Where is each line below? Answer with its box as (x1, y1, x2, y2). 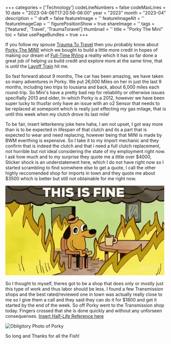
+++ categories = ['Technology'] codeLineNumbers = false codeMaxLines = (5, 5, 166, 10)
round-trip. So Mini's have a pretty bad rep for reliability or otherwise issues (5, 90, 165, 95)
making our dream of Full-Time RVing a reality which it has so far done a (5, 52, 157, 58)
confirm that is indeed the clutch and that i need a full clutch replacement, (5, 143, 161, 149)
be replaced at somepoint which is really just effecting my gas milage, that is (5, 106, 166, 112)
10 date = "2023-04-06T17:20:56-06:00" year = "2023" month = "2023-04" (5, 10, 166, 16)
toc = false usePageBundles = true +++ (5, 32, 88, 37)
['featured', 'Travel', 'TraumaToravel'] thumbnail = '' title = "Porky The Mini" (5, 26, 163, 32)
